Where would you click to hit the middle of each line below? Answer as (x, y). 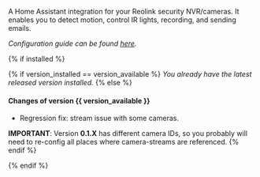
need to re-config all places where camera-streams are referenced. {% (123, 142)
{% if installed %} (37, 59)
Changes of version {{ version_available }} (79, 100)
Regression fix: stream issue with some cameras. (99, 119)
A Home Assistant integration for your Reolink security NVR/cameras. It (124, 11)
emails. (20, 28)
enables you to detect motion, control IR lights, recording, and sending (122, 20)
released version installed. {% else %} (70, 83)
